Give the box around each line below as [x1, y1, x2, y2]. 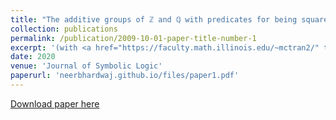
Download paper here [10, 97, 100, 110]
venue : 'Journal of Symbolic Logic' [10, 61, 163, 71]
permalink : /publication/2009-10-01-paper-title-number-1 [10, 33, 257, 43]
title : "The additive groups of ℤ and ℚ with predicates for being [10, 14, 298, 25]
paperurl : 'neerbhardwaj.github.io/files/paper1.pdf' [10, 71, 240, 81]
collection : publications [10, 24, 118, 34]
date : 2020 [10, 52, 56, 62]
